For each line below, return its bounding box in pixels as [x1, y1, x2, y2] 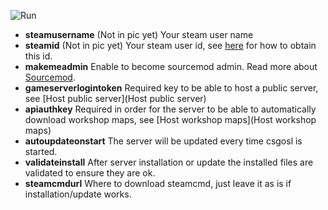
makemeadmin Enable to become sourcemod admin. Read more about [24, 61, 318, 72]
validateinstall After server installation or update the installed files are [24, 156, 314, 168]
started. [24, 146, 58, 157]
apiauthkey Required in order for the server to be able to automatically [24, 103, 317, 115]
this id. [24, 50, 53, 62]
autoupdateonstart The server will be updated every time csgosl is [24, 135, 303, 147]
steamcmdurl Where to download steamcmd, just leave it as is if [24, 178, 292, 189]
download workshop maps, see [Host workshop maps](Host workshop [24, 114, 317, 125]
